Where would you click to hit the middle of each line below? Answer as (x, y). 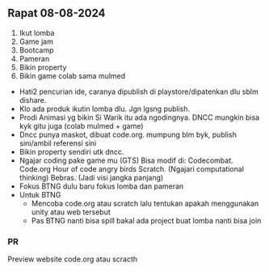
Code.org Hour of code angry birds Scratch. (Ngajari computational (131, 168)
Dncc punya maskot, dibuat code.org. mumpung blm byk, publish (128, 134)
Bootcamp (36, 50)
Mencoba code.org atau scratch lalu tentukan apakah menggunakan (145, 203)
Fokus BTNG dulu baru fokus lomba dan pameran (101, 186)
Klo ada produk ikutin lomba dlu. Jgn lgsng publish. (105, 108)
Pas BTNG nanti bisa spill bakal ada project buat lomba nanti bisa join (146, 220)
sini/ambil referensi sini (58, 143)
